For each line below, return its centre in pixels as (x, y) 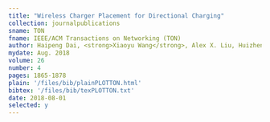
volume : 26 (27, 61)
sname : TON (27, 31)
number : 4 (25, 68)
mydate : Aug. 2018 (39, 53)
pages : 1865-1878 (37, 75)
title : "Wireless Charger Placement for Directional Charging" (117, 16)
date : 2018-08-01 (37, 98)
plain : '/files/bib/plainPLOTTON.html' (75, 83)
